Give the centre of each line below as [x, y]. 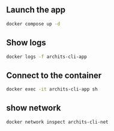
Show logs [26, 43]
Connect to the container [54, 75]
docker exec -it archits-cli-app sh [52, 89]
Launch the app [36, 10]
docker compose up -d [33, 24]
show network [34, 108]
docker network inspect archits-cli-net [58, 122]
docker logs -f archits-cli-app [46, 57]
